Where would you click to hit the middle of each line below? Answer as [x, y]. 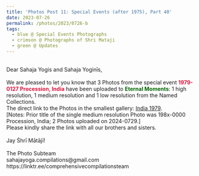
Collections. [21, 101]
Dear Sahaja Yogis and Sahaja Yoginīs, [54, 69]
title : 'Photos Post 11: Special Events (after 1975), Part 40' [89, 12]
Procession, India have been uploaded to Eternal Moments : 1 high [103, 89]
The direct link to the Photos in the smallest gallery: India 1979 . [84, 108]
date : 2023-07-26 [28, 18]
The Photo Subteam [31, 153]
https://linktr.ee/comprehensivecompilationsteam [68, 166]
